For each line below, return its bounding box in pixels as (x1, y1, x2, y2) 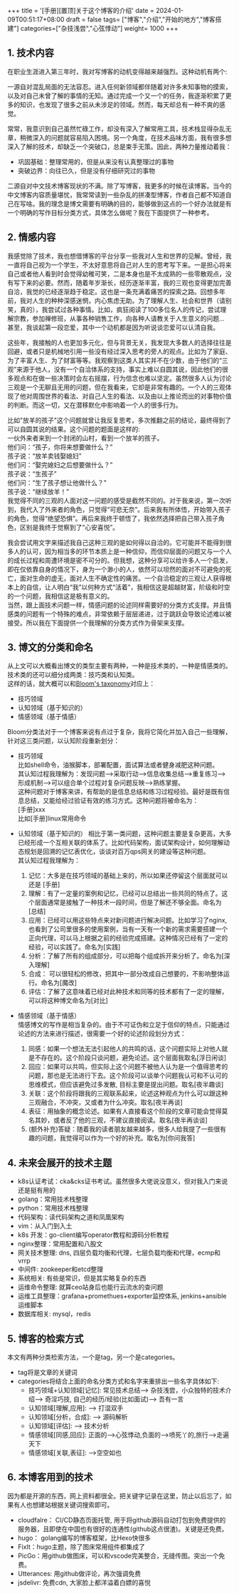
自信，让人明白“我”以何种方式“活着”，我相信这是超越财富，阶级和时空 (26, 583, 230, 591)
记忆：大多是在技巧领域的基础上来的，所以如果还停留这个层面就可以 (28, 871, 228, 880)
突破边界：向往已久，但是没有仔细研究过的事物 (17, 166, 155, 175)
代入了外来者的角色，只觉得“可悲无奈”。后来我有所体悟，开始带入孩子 (26, 505, 231, 513)
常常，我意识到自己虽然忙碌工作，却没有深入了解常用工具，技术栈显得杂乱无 (7, 124, 232, 133)
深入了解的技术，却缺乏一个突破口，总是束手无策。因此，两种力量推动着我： (7, 142, 232, 151)
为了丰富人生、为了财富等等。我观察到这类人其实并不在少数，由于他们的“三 (7, 356, 229, 364)
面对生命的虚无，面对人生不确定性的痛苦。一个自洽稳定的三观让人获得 (19, 573, 225, 582)
